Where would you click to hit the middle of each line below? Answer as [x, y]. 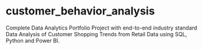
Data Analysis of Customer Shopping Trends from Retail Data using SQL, [97, 34]
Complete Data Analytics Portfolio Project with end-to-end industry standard [101, 28]
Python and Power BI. [33, 40]
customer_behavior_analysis [81, 11]
